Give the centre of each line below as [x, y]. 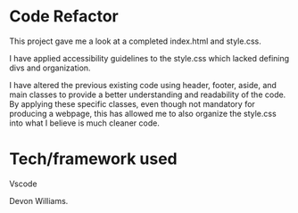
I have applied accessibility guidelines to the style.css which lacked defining [149, 58]
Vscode [23, 184]
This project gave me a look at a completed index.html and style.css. [135, 41]
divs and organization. [50, 68]
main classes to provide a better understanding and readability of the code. [148, 94]
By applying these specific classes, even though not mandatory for [132, 103]
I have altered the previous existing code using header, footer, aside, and [143, 85]
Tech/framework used [93, 159]
